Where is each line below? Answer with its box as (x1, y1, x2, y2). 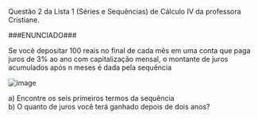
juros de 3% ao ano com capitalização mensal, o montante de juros (8, 55, 229, 63)
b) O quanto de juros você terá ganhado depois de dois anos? (8, 102, 210, 111)
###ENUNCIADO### (8, 31, 77, 40)
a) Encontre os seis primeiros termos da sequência (8, 94, 175, 102)
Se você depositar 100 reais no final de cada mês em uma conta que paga (8, 46, 251, 55)
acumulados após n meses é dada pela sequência (8, 63, 172, 72)
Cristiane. (8, 15, 40, 25)
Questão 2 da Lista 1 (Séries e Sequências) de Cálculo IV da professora (8, 7, 241, 16)
